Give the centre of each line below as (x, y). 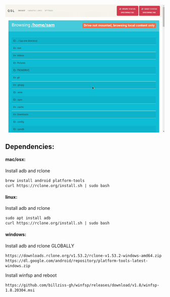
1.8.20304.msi (20, 290)
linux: (11, 197)
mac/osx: (15, 160)
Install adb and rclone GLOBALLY (40, 246)
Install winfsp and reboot (31, 275)
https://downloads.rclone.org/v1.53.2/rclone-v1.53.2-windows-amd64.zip (83, 255)
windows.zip (18, 266)
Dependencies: (30, 146)
